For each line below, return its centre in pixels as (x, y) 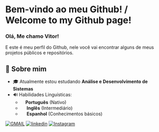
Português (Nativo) (46, 102)
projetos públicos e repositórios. (39, 53)
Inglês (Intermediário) (49, 108)
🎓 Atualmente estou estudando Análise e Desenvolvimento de (80, 82)
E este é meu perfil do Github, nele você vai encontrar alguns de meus (80, 48)
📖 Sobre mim (26, 69)
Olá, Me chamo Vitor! (32, 36)
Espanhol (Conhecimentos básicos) (64, 114)
